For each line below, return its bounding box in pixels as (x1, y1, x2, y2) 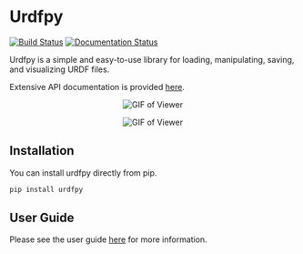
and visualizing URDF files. (9, 64, 110, 75)
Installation (9, 143, 75, 158)
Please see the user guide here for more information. (9, 234, 207, 245)
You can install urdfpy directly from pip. (9, 167, 157, 178)
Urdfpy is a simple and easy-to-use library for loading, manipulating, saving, (9, 54, 295, 65)
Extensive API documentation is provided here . (9, 81, 185, 92)
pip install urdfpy (9, 185, 84, 194)
